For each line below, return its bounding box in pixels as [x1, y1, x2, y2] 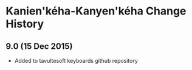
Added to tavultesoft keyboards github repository [14, 57, 138, 64]
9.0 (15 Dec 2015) [5, 41, 73, 51]
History [5, 17, 44, 31]
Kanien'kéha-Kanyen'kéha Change [5, 4, 187, 18]
